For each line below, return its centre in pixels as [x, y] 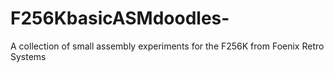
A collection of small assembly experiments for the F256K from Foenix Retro [167, 46]
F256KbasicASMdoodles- [120, 18]
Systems [28, 56]
